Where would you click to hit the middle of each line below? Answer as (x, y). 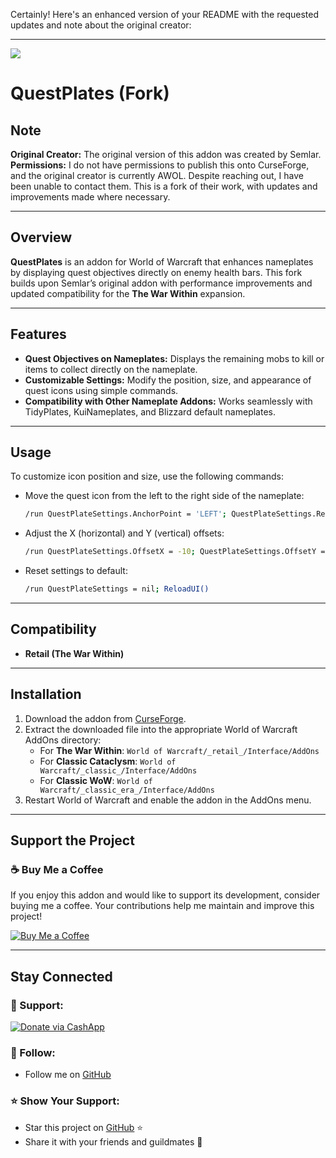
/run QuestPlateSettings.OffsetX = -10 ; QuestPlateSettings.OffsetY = (175, 552)
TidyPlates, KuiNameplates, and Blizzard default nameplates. (150, 411)
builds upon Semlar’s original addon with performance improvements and (161, 283)
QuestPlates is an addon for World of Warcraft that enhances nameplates (162, 261)
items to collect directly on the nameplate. (111, 369)
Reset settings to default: (76, 571)
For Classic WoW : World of (96, 780)
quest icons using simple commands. (101, 390)
